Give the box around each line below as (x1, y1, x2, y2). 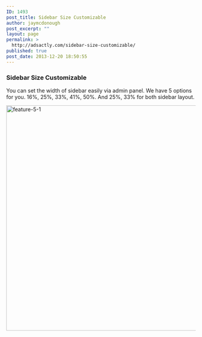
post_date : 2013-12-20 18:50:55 (6, 53, 87, 59)
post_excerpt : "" (6, 25, 50, 32)
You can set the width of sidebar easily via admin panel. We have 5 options (6, 87, 192, 94)
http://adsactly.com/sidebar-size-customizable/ (11, 43, 136, 49)
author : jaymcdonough (6, 20, 61, 26)
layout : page (6, 31, 39, 37)
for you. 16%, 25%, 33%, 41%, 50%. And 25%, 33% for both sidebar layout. (6, 93, 195, 100)
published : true (6, 48, 47, 54)
